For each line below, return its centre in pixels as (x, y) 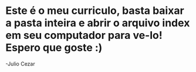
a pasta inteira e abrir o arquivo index (98, 23)
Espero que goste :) (54, 48)
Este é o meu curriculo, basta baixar (95, 11)
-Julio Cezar (21, 64)
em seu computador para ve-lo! (84, 35)
